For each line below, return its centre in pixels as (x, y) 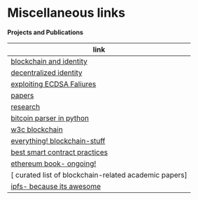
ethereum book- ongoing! (54, 164)
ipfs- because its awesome (56, 186)
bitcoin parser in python (50, 118)
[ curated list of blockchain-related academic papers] (99, 175)
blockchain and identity (49, 61)
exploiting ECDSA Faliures (54, 84)
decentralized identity (47, 73)
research (26, 106)
